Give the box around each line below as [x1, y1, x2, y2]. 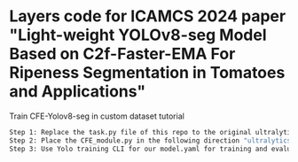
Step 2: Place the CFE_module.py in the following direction [9, 135, 240, 145]
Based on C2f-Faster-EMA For [9, 44, 236, 64]
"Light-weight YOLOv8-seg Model [9, 25, 267, 45]
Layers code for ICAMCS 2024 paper [9, 6, 286, 27]
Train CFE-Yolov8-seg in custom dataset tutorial [9, 111, 184, 121]
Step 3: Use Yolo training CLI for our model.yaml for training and [9, 144, 268, 153]
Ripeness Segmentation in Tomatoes [9, 63, 286, 83]
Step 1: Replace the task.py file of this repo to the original [9, 127, 252, 136]
